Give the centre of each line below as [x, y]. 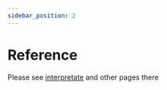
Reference [42, 55]
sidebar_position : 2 [42, 16]
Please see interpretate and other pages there [83, 77]
